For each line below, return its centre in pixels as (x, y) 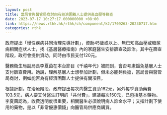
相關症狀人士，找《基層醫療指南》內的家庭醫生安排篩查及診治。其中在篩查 (85, 49)
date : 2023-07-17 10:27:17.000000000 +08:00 (52, 19)
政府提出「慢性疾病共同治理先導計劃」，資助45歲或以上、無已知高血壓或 (79, 43)
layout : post (19, 10)
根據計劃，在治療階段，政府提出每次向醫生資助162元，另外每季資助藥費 (78, 89)
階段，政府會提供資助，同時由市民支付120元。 (52, 56)
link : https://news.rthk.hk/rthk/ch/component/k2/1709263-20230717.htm (81, 24)
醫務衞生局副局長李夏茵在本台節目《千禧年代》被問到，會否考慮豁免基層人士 (83, 66)
